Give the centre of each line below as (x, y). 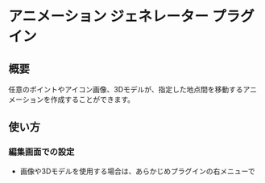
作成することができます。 (93, 100)
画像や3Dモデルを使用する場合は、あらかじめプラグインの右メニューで (137, 171)
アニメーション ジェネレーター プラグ (132, 16)
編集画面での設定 (41, 152)
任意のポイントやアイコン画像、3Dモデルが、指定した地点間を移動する (126, 89)
